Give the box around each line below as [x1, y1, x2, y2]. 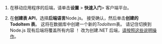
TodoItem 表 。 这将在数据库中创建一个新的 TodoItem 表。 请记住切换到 [9, 22, 152, 27]
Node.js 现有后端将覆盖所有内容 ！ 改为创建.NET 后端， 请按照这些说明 [9, 27, 153, 33]
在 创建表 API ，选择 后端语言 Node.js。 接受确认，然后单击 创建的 [9, 15, 139, 21]
